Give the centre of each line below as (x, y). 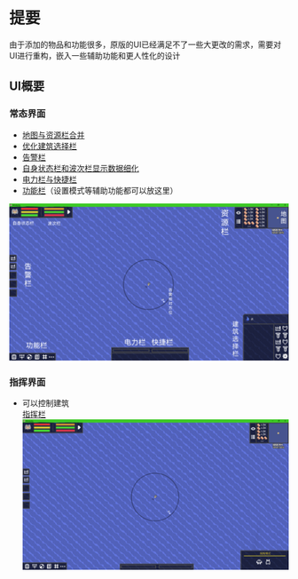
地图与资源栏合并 (53, 135)
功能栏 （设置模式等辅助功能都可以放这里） (100, 190)
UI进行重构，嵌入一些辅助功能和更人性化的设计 (95, 55)
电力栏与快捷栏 (49, 179)
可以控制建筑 (45, 403)
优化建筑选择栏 (49, 146)
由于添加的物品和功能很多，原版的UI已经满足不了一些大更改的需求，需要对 (145, 44)
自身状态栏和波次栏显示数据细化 (80, 168)
